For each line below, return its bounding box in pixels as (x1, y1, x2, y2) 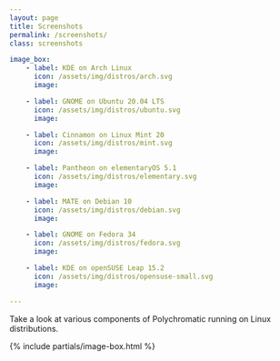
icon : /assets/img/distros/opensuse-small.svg (33, 272, 214, 281)
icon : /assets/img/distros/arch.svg (33, 72, 173, 82)
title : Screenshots (9, 22, 84, 31)
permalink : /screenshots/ (9, 30, 107, 39)
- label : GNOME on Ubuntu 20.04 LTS (25, 96, 165, 105)
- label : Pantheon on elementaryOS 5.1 (25, 164, 177, 173)
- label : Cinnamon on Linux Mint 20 (25, 130, 165, 139)
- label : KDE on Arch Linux (25, 64, 132, 73)
